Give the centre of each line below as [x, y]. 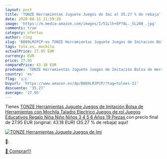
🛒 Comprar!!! [18, 151]
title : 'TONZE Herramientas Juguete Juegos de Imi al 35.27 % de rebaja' [83, 14]
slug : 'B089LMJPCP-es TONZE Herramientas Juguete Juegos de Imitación [80, 42]
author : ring [19, 38]
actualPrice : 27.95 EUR [30, 51]
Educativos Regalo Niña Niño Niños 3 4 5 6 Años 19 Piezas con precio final [82, 117]
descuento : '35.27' [25, 88]
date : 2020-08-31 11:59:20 [33, 19]
